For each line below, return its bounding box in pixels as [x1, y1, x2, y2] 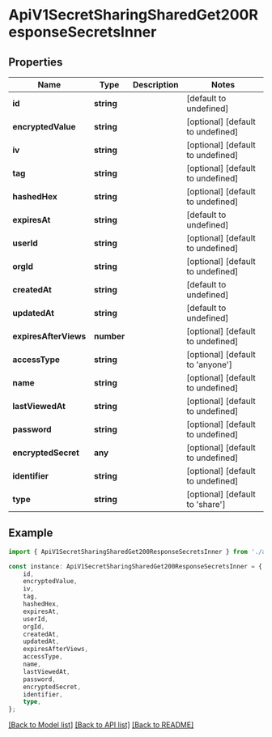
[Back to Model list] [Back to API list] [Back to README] [8, 720, 194, 730]
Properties [8, 55, 63, 69]
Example [8, 526, 53, 540]
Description [132, 79, 180, 90]
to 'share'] [186, 499, 226, 509]
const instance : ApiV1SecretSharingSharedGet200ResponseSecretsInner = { [8, 562, 263, 570]
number [93, 330, 125, 342]
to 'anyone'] [186, 359, 232, 370]
